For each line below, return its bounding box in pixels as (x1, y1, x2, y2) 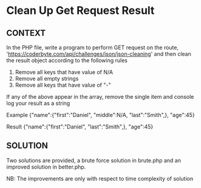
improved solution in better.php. (6, 163, 86, 170)
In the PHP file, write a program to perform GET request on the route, (6, 44, 179, 51)
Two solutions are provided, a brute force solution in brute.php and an (6, 156, 181, 164)
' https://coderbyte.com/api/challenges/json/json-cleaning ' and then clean (6, 50, 191, 58)
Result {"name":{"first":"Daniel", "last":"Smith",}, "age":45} (6, 123, 154, 130)
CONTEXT (6, 28, 46, 38)
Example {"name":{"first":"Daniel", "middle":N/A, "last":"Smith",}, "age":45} (6, 112, 196, 118)
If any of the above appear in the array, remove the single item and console (6, 93, 194, 100)
